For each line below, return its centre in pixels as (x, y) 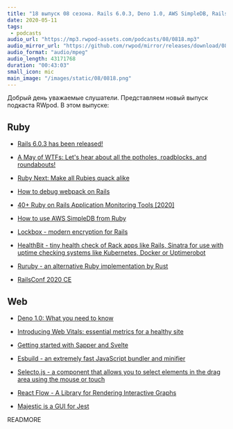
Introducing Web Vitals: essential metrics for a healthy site (100, 331)
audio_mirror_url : (34, 46)
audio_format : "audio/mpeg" (48, 53)
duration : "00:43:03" (38, 65)
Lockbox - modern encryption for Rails (72, 232)
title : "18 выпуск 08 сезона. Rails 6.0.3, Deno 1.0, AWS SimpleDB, (108, 14)
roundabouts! (36, 165)
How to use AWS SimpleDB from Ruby (72, 219)
